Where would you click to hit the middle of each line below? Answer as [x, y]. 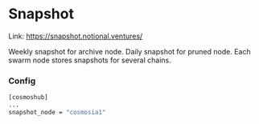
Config [22, 81]
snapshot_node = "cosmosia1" [57, 112]
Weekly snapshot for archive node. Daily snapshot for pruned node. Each [129, 51]
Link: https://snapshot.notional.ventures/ [76, 36]
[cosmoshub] [28, 98]
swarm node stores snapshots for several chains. [90, 60]
